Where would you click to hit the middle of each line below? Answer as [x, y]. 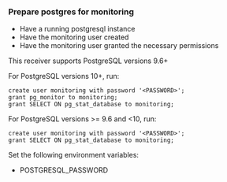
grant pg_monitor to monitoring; [63, 98]
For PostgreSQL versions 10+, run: [64, 76]
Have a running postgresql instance [77, 29]
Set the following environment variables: [74, 155]
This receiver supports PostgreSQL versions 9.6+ [88, 61]
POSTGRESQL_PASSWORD [64, 170]
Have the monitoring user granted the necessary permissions [119, 46]
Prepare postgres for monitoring [71, 12]
